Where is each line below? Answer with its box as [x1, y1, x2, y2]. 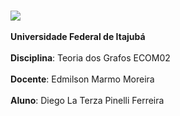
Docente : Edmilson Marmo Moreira [10, 73, 155, 85]
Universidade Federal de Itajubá [10, 31, 146, 42]
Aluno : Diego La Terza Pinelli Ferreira [10, 95, 165, 106]
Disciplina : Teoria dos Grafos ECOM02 [10, 52, 171, 64]
